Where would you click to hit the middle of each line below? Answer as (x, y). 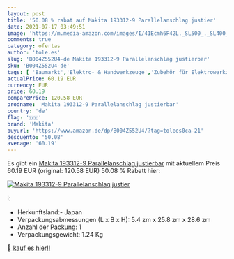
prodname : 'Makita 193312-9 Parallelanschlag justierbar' (93, 105)
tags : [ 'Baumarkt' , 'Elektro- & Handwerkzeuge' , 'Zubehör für (98, 72)
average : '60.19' (32, 144)
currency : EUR (28, 85)
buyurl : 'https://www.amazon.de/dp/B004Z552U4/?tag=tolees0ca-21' (106, 131)
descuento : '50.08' (36, 137)
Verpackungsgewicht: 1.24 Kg (60, 235)
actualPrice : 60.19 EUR (42, 79)
